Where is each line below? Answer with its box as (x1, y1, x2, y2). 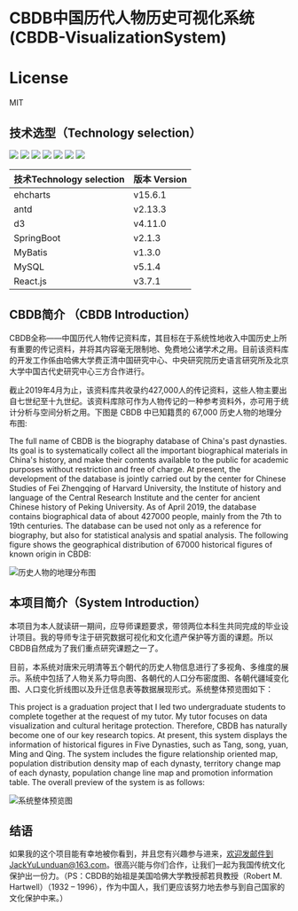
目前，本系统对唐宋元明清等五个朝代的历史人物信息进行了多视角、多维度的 (9, 661, 281, 672)
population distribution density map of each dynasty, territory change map (9, 758, 281, 768)
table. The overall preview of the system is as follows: (9, 776, 206, 787)
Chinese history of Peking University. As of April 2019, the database (9, 502, 257, 512)
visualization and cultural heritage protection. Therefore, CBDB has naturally (9, 720, 288, 731)
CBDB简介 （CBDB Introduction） (9, 308, 197, 323)
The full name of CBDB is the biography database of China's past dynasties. (9, 435, 287, 446)
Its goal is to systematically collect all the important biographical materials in (9, 445, 288, 455)
